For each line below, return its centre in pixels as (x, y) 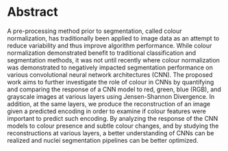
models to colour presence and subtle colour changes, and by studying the (113, 126)
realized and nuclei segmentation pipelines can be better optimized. (103, 140)
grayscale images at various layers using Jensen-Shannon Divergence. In (111, 96)
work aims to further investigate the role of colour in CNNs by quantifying (111, 82)
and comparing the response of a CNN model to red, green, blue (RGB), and (114, 89)
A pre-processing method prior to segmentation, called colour (95, 31)
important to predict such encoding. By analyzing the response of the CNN (113, 118)
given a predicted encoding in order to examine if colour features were (107, 111)
